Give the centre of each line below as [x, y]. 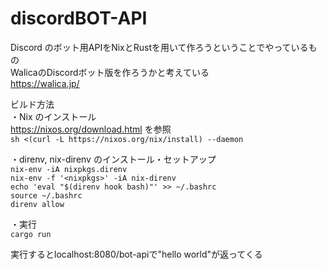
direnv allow [37, 204]
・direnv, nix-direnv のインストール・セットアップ [113, 159]
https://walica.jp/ [45, 83]
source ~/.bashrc [46, 195]
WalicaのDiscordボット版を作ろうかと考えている [110, 72]
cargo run [31, 234]
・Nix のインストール [53, 116]
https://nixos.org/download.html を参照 [91, 129]
